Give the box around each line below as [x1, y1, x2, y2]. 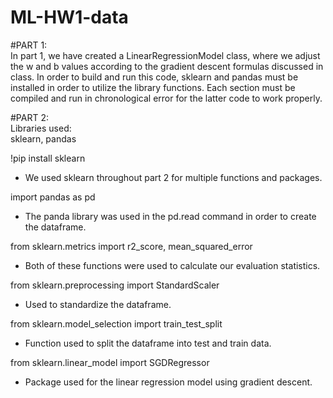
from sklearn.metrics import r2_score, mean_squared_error [10, 240, 253, 252]
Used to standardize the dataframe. [24, 298, 172, 310]
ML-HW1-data [10, 6, 129, 29]
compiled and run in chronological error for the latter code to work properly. [10, 92, 323, 104]
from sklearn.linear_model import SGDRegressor [10, 356, 210, 368]
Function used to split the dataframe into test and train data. [24, 337, 272, 349]
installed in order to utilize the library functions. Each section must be [10, 81, 296, 93]
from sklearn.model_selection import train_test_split [10, 317, 223, 330]
